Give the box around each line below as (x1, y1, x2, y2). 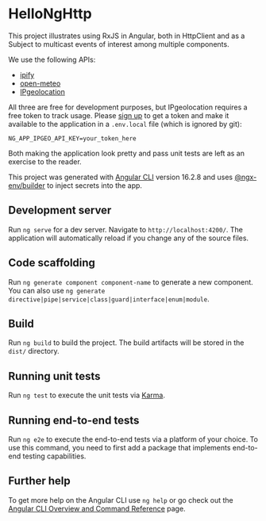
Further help (8, 474, 71, 488)
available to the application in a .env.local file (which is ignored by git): (8, 119, 242, 128)
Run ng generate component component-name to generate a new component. (8, 277, 254, 286)
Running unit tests (8, 370, 101, 383)
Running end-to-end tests (8, 413, 140, 427)
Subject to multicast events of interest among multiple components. (8, 39, 229, 48)
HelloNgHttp (8, 5, 93, 23)
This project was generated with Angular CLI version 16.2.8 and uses (8, 172, 233, 182)
